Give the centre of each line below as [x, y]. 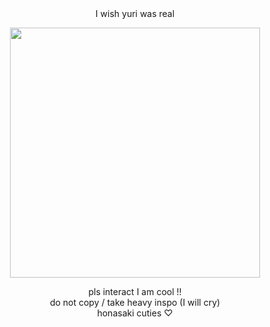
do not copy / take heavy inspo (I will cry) [135, 302]
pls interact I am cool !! [135, 291]
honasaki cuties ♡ [135, 313]
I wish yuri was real [135, 13]
